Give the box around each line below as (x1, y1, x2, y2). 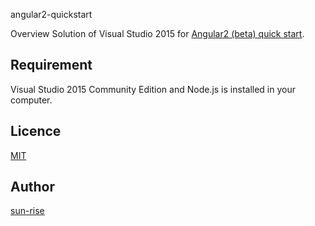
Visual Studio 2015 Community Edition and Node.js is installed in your (10, 83, 296, 95)
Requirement (10, 57, 93, 74)
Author (10, 179, 55, 196)
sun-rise (10, 205, 45, 217)
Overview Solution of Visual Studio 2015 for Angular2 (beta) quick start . (10, 28, 305, 39)
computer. (10, 94, 53, 106)
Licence (10, 123, 62, 140)
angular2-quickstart (10, 9, 93, 20)
